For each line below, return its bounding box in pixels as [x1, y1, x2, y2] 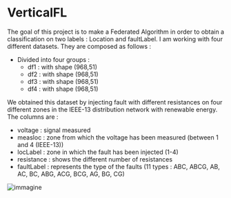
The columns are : [7, 112, 59, 121]
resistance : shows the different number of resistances [17, 155, 173, 163]
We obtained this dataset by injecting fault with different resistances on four [7, 98, 223, 106]
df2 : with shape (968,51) [27, 70, 99, 78]
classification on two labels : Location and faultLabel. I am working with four [7, 34, 223, 43]
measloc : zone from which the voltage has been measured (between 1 [17, 133, 219, 142]
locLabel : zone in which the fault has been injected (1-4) [17, 148, 179, 156]
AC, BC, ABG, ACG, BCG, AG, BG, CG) [17, 170, 125, 178]
